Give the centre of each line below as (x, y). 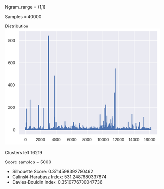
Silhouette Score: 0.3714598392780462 (53, 172)
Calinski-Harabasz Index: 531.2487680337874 (59, 177)
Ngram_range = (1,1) (25, 7)
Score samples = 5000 (28, 162)
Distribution (17, 26)
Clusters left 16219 (24, 153)
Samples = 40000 (23, 16)
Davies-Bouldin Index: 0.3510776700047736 (57, 182)
